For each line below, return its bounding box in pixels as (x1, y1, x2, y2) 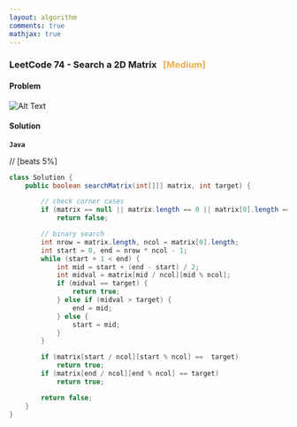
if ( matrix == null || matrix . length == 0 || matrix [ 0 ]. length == (41, 206, 291, 214)
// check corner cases (41, 197, 125, 206)
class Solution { (9, 173, 73, 182)
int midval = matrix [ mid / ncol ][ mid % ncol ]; (56, 271, 232, 280)
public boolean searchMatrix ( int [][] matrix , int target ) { (25, 181, 251, 190)
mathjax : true (9, 29, 62, 38)
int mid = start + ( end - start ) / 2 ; (56, 262, 200, 271)
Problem (9, 81, 42, 91)
